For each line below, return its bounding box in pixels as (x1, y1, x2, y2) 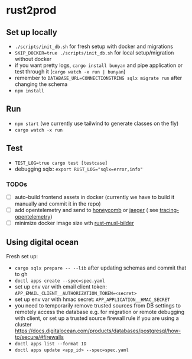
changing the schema (14, 81, 68, 88)
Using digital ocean (6, 237, 79, 247)
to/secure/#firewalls (14, 333, 64, 341)
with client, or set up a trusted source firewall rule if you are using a (14, 315, 179, 322)
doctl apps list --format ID (14, 341, 87, 347)
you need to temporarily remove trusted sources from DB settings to (14, 302, 181, 309)
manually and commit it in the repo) (14, 200, 102, 207)
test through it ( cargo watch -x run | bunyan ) (14, 68, 126, 75)
